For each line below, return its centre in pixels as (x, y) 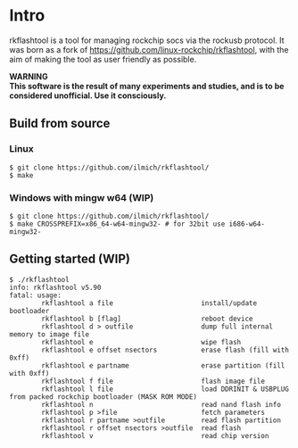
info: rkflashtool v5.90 (55, 287)
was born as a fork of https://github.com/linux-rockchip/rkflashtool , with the (149, 49)
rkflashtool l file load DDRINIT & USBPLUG (166, 389)
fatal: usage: (36, 295)
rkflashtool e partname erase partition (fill (163, 365)
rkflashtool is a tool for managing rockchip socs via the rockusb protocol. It (147, 40)
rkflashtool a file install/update (149, 303)
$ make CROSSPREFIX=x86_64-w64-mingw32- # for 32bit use (117, 224)
